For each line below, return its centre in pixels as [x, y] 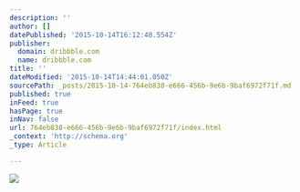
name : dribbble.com [55, 60]
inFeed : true [34, 102]
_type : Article [38, 145]
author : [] [30, 26]
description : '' [40, 18]
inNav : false [34, 119]
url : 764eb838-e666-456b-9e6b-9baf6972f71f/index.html [116, 128]
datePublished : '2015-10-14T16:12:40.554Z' [93, 35]
